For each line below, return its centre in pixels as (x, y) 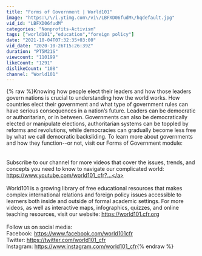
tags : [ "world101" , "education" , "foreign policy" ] (70, 35)
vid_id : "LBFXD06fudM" (35, 23)
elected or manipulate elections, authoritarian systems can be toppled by (98, 124)
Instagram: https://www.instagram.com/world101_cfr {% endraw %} (90, 246)
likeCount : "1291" (29, 63)
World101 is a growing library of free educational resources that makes (94, 189)
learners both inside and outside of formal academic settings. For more (95, 201)
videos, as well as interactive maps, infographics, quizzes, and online (93, 208)
